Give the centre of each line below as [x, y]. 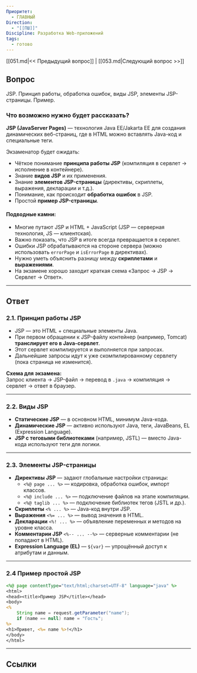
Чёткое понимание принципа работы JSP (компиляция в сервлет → [101, 163]
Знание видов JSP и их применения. [61, 175]
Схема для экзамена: [34, 373]
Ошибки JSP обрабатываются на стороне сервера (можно [88, 246]
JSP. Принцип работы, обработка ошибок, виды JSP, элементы [86, 93]
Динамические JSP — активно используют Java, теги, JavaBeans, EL [102, 426]
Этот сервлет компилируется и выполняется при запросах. [89, 349]
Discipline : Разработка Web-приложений [55, 34]
